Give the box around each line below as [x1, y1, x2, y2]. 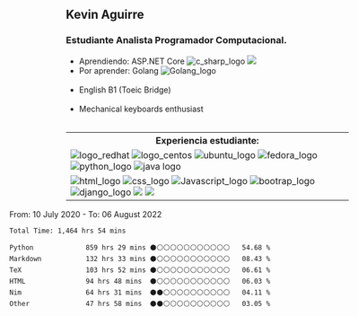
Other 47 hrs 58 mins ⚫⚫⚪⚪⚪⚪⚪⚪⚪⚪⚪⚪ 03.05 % [9, 299, 271, 308]
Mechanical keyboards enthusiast [79, 103, 204, 114]
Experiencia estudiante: [155, 134, 259, 146]
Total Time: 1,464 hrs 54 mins [9, 226, 127, 235]
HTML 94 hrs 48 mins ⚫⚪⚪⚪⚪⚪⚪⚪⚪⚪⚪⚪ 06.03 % [9, 276, 271, 285]
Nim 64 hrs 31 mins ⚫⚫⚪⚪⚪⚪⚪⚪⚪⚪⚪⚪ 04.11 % [9, 287, 271, 297]
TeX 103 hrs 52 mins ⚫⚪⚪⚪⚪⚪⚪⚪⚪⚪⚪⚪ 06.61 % [9, 265, 271, 275]
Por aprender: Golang [79, 65, 159, 75]
